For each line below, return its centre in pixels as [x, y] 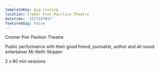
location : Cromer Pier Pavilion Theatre [47, 14]
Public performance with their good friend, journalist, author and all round [80, 46]
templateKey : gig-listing [32, 10]
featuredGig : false [25, 23]
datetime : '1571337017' [30, 19]
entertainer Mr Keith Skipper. [34, 52]
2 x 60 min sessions [25, 61]
